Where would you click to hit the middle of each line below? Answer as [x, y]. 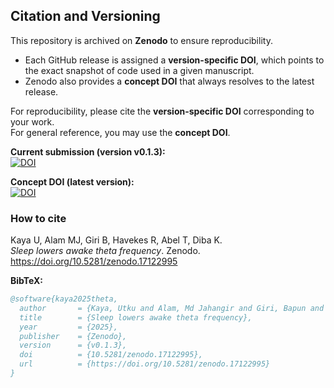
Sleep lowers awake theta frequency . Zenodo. [105, 251]
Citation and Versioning [85, 16]
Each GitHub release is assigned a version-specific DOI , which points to [174, 60]
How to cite [38, 218]
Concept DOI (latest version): [72, 181]
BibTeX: [26, 281]
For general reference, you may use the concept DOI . [120, 132]
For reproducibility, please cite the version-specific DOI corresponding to [162, 111]
